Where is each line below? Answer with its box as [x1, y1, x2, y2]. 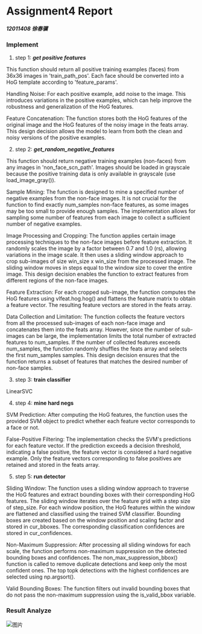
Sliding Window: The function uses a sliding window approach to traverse [6, 484, 189, 492]
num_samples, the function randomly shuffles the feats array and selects [6, 345, 188, 352]
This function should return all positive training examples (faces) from [6, 66, 180, 73]
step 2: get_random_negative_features [14, 146, 115, 153]
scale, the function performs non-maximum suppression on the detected [6, 548, 187, 555]
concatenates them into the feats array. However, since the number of [6, 326, 180, 333]
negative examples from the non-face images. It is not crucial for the [6, 195, 177, 202]
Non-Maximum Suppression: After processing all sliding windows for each [6, 541, 191, 548]
